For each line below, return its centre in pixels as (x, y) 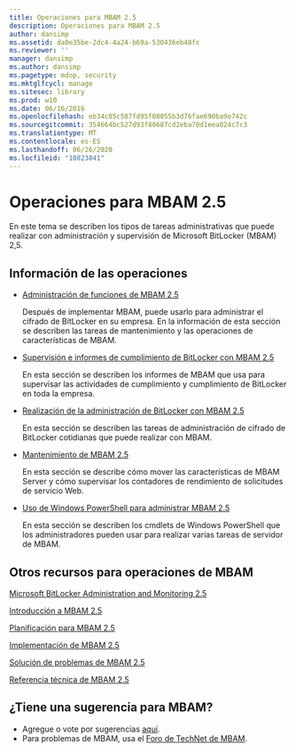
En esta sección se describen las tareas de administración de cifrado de (154, 428)
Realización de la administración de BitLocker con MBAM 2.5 (133, 411)
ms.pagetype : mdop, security (63, 76)
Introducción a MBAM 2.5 (56, 611)
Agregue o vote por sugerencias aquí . (91, 729)
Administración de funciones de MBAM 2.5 (100, 295)
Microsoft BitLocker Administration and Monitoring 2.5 (108, 594)
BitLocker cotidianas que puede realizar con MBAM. (117, 437)
